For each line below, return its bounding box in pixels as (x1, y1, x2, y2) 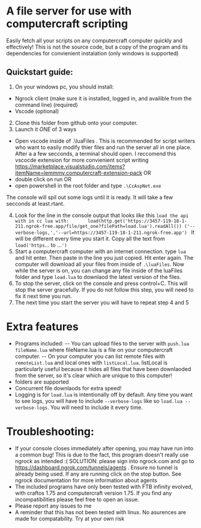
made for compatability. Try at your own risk (14, 515, 125, 522)
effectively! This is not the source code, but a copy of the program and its (6, 43, 188, 51)
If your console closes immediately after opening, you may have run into (14, 444, 194, 452)
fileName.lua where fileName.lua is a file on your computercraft (14, 346, 173, 353)
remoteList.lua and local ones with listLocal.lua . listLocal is (14, 359, 168, 366)
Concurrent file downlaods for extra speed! (14, 384, 122, 391)
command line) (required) (14, 101, 78, 108)
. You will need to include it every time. (47, 404, 143, 411)
